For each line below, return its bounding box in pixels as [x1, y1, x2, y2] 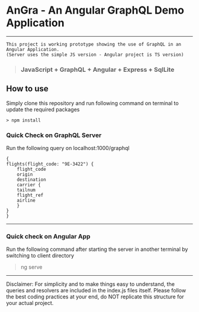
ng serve [20, 263, 43, 270]
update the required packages [6, 106, 80, 113]
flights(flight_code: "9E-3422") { [6, 161, 94, 167]
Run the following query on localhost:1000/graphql [6, 144, 130, 151]
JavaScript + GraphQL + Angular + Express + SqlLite [20, 65, 175, 74]
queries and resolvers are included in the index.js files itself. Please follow [6, 287, 187, 294]
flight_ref [17, 192, 44, 198]
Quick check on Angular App [6, 232, 91, 240]
